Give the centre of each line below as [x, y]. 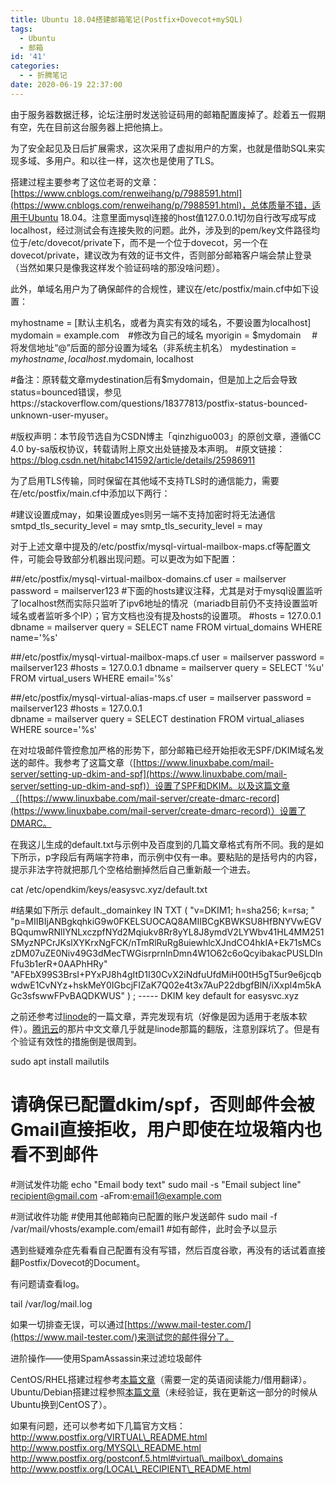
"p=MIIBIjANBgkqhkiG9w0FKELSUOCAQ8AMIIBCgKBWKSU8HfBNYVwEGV [166, 921]
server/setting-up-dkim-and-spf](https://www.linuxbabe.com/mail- [149, 773]
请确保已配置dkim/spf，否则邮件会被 [162, 1104]
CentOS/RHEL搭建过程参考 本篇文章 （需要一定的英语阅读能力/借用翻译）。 [161, 1379]
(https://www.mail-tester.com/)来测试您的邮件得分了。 [122, 1337]
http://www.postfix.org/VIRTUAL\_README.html [109, 1437]
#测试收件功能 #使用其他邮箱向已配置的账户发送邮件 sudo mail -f [144, 1216]
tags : [21, 29]
